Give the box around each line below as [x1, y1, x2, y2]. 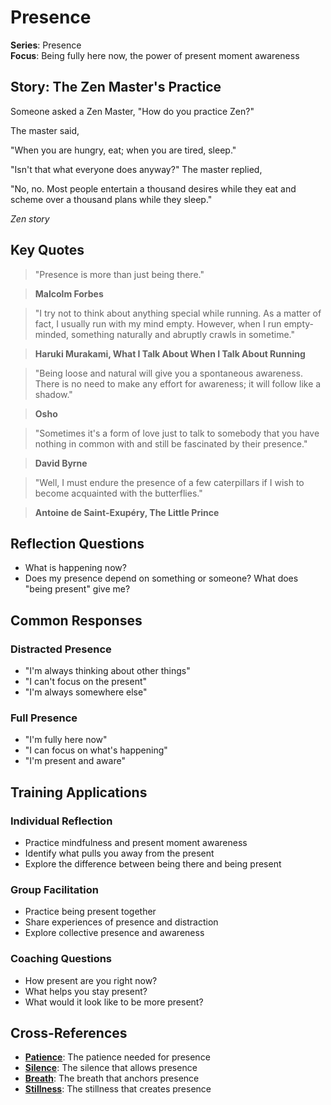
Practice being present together [24, 906, 157, 918]
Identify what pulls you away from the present [24, 847, 215, 860]
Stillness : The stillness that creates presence [24, 1083, 212, 1095]
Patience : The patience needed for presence [24, 1051, 211, 1063]
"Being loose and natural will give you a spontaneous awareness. [34, 367, 304, 379]
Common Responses [10, 612, 143, 629]
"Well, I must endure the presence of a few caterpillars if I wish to [34, 476, 305, 488]
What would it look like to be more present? [24, 996, 204, 1008]
